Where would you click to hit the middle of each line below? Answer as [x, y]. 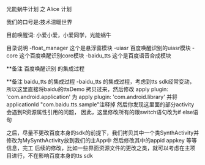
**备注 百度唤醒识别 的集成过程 [45, 68]
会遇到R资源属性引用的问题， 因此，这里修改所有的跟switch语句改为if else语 [102, 112]
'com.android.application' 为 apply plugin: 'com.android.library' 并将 [92, 97]
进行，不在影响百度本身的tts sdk [52, 156]
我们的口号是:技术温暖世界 [39, 22]
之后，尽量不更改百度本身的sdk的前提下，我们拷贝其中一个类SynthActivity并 [103, 133]
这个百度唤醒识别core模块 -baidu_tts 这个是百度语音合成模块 [95, 56]
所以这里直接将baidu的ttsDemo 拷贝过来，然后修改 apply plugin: [87, 89]
